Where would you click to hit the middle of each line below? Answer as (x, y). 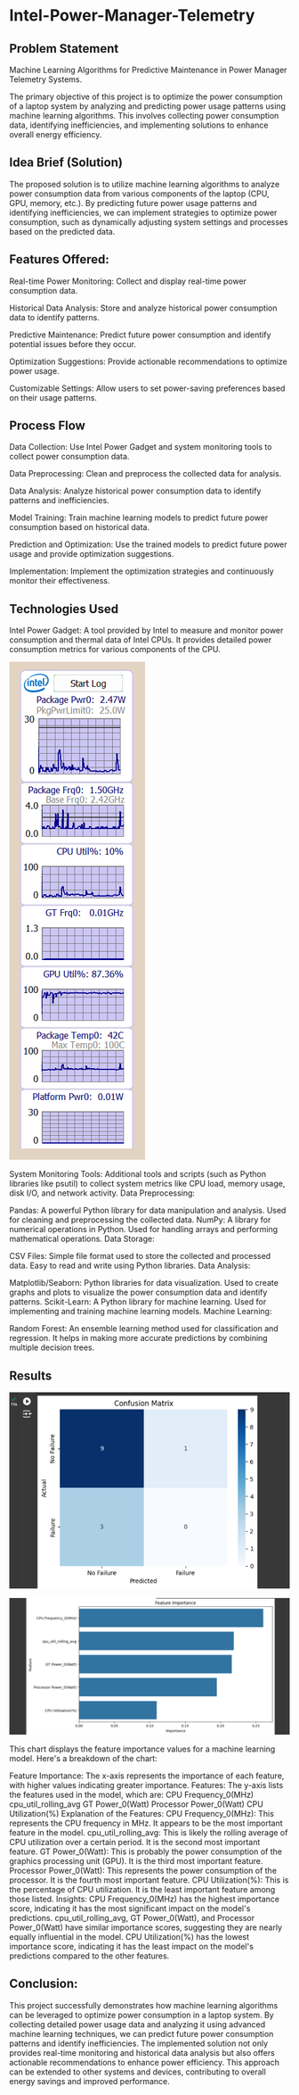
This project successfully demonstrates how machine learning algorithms (144, 2005)
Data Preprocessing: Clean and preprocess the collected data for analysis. (145, 474)
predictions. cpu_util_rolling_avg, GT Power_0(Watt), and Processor (132, 1917)
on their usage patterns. (53, 397)
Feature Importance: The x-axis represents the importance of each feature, (147, 1776)
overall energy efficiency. (56, 134)
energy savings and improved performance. (90, 2081)
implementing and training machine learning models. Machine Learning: (141, 1312)
